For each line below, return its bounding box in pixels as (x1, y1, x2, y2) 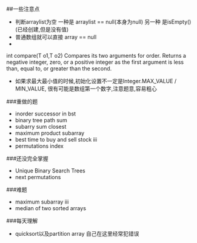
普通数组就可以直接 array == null (15, 33, 97, 41)
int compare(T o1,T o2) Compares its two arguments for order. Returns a (6, 52, 187, 59)
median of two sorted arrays (15, 205, 87, 211)
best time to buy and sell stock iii (15, 136, 98, 143)
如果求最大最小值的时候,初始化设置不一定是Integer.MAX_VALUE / (15, 78, 177, 84)
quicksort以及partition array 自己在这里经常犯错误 (15, 230, 139, 237)
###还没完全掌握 (6, 155, 48, 162)
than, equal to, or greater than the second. (6, 65, 112, 72)
